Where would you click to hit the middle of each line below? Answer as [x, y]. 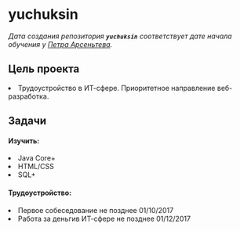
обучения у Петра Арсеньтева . [60, 44]
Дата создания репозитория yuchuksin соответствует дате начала [120, 36]
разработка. [29, 96]
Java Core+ [37, 158]
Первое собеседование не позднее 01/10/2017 [96, 210]
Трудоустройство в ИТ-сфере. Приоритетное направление [117, 88]
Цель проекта [44, 69]
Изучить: [24, 141]
